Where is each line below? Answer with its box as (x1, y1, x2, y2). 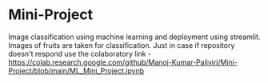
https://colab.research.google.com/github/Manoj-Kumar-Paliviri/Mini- (8, 57, 238, 67)
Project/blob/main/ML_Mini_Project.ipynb (8, 65, 145, 75)
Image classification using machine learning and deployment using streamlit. (8, 32, 261, 41)
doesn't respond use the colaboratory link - (8, 49, 152, 58)
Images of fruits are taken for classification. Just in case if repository (8, 40, 235, 49)
